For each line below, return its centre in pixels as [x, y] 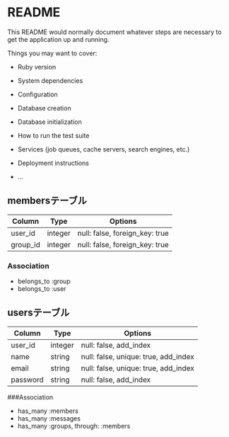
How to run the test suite [53, 135]
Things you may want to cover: [52, 53]
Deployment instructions [53, 163]
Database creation [45, 108]
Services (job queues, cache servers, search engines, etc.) [104, 149]
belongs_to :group [44, 281]
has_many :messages [49, 418]
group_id [25, 244]
